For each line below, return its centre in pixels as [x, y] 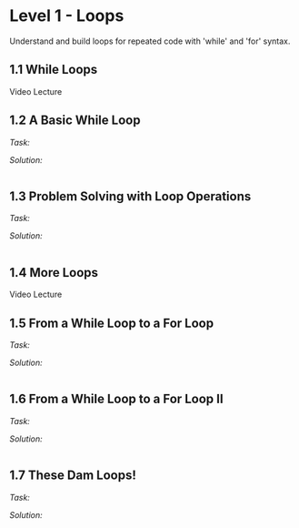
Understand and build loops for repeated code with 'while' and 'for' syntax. [150, 41]
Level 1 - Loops [67, 16]
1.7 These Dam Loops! [73, 476]
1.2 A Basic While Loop [75, 121]
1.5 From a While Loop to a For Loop [112, 323]
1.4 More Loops [54, 273]
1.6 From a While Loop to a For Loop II [117, 399]
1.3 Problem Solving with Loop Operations [130, 196]
